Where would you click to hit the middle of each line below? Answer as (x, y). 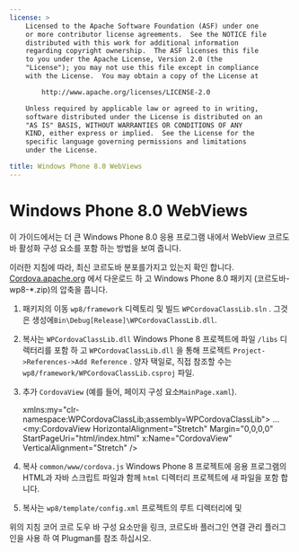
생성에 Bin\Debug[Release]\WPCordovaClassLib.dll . (124, 320)
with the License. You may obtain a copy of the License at (142, 76)
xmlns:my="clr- (51, 409)
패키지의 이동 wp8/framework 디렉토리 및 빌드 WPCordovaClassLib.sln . (147, 308)
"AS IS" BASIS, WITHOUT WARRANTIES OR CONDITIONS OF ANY (134, 125)
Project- (250, 351)
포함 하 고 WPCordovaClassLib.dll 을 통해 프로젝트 (142, 350)
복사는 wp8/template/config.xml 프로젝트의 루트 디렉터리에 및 (132, 507)
